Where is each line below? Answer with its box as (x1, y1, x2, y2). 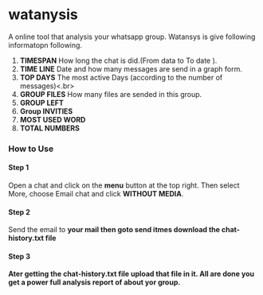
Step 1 (8, 163, 29, 173)
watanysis (8, 6, 78, 24)
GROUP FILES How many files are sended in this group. (19, 89, 202, 99)
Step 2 (8, 207, 30, 216)
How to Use (8, 143, 54, 154)
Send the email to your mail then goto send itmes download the (8, 225, 221, 235)
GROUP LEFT (19, 98, 64, 107)
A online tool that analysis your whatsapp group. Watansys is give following (8, 32, 256, 41)
